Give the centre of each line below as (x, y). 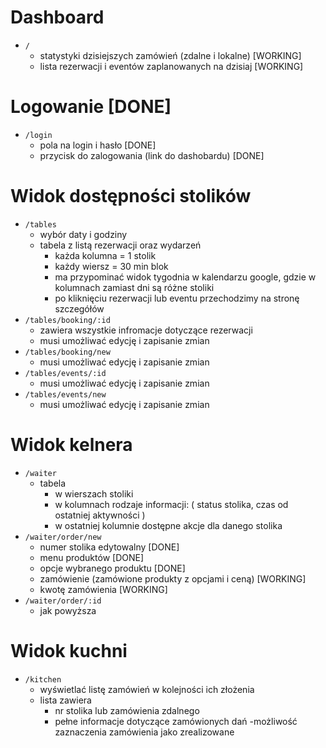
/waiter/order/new (63, 537)
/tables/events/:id (65, 373)
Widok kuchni (69, 650)
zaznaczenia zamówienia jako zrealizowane (144, 732)
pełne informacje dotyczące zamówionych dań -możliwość (176, 721)
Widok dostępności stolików (131, 196)
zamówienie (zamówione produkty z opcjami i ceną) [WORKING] (173, 578)
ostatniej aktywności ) (100, 515)
